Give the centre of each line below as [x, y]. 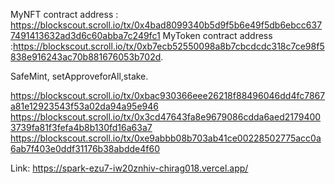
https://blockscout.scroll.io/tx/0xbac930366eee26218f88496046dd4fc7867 [168, 95]
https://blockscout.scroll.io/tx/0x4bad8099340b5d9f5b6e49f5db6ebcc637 [166, 25]
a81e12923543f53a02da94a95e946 [84, 106]
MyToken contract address [217, 35]
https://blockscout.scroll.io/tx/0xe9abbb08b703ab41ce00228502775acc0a [166, 138]
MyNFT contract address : [64, 14]
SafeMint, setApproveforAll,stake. [79, 76]
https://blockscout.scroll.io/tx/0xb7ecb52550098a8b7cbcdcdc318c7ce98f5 [169, 46]
